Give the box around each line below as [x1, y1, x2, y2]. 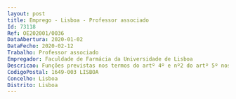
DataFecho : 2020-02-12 [7, 43, 74, 49]
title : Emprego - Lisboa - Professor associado [7, 17, 150, 24]
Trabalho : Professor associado [7, 49, 99, 56]
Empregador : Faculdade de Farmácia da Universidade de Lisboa [7, 56, 193, 63]
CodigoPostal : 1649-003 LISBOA [7, 68, 99, 75]
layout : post [7, 10, 46, 17]
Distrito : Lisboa [7, 82, 58, 89]
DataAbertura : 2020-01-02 [7, 36, 83, 43]
